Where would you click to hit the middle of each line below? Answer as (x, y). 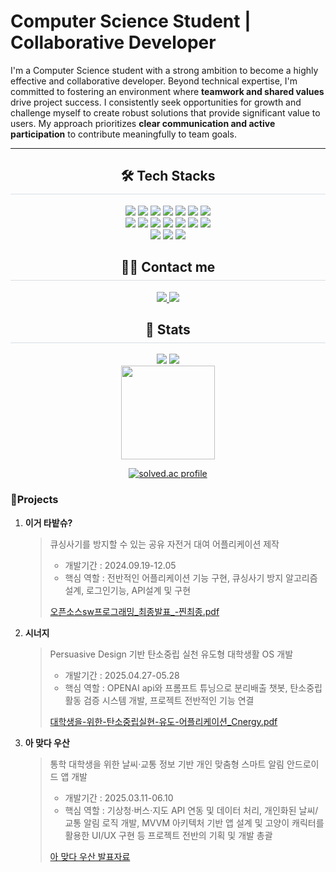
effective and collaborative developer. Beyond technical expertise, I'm (154, 81)
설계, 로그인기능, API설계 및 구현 (128, 590)
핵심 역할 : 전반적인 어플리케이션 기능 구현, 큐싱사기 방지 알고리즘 (191, 577)
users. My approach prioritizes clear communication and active (143, 123)
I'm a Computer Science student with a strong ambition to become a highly (164, 70)
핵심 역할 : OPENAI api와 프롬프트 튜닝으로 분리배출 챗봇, (176, 687)
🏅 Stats (168, 329)
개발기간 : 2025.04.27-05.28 (122, 675)
